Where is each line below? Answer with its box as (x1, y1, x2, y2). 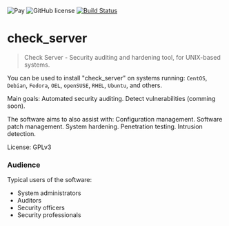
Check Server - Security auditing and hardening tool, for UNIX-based (23, 53, 221, 61)
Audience (7, 160, 41, 170)
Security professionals (17, 211, 81, 219)
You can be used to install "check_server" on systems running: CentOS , (7, 74, 208, 82)
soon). (7, 102, 26, 110)
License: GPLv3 (7, 143, 52, 151)
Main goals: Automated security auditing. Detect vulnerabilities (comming (7, 94, 216, 102)
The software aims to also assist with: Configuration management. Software (7, 115, 223, 123)
